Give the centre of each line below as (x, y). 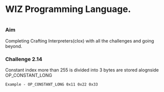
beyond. (14, 46)
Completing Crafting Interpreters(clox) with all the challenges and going (80, 40)
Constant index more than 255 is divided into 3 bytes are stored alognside (82, 70)
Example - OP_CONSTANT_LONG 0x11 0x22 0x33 (52, 84)
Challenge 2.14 (24, 59)
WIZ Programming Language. (68, 9)
